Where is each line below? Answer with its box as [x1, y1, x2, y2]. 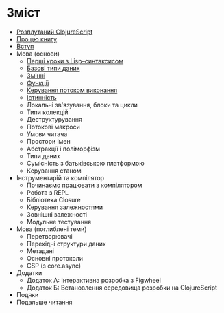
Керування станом [26, 166, 82, 175]
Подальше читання [16, 298, 73, 306]
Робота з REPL [26, 188, 69, 197]
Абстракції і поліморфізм [26, 144, 101, 153]
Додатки [16, 268, 42, 277]
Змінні [26, 71, 46, 80]
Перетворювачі [26, 232, 73, 240]
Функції [26, 78, 49, 87]
